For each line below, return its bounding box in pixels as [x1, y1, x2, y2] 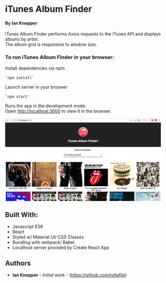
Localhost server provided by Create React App [12, 244, 110, 250]
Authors [5, 259, 31, 267]
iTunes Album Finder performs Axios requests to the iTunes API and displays [5, 31, 161, 37]
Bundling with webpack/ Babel [12, 240, 75, 245]
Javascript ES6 [12, 224, 43, 230]
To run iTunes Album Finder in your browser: [5, 54, 115, 61]
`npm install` [5, 75, 35, 80]
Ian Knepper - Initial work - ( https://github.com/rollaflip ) [12, 272, 127, 278]
